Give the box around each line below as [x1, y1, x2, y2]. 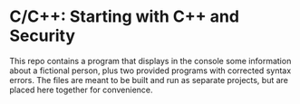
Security [9, 25, 75, 46]
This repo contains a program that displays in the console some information [9, 55, 292, 66]
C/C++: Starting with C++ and [9, 6, 240, 27]
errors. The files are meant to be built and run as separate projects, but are [9, 74, 288, 85]
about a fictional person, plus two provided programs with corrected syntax [9, 65, 292, 76]
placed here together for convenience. [9, 84, 153, 95]
